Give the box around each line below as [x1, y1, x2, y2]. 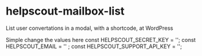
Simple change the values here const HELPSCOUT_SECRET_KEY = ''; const [6, 36, 196, 43]
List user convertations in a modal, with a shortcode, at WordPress [6, 24, 174, 32]
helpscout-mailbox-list [6, 4, 125, 18]
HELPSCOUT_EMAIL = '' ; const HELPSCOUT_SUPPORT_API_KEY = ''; [6, 43, 182, 50]
